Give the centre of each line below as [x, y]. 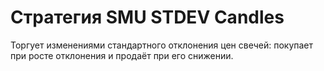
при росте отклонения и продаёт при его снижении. [122, 55]
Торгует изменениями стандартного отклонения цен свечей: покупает [162, 45]
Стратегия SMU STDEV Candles [147, 17]
